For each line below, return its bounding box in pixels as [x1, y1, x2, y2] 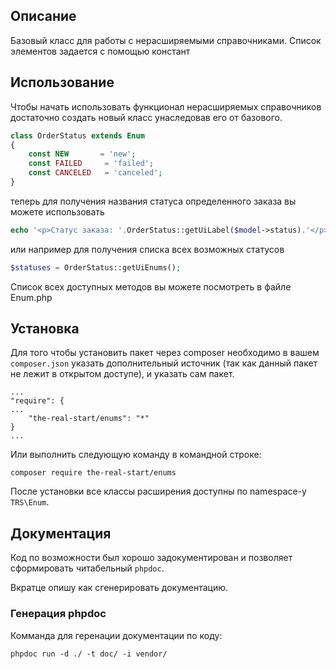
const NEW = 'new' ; [28, 149, 137, 159]
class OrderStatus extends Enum [10, 130, 145, 141]
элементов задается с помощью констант [10, 45, 191, 57]
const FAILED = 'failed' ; [28, 159, 155, 169]
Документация [10, 525, 112, 542]
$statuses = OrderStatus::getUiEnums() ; [10, 262, 182, 273]
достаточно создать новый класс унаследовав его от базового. [10, 111, 283, 123]
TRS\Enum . [10, 496, 50, 508]
